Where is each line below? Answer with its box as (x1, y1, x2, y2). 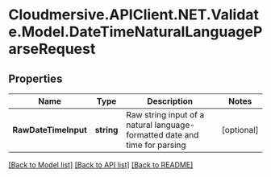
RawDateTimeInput (12, 125, 87, 135)
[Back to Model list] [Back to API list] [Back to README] (8, 160, 194, 170)
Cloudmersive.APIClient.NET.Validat (8, 6, 260, 24)
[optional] (221, 125, 259, 135)
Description (147, 96, 194, 106)
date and (165, 130, 199, 140)
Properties (8, 72, 63, 85)
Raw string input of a (126, 109, 205, 120)
